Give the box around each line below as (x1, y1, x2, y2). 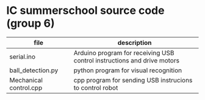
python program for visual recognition (73, 66, 182, 75)
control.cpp (9, 83, 43, 92)
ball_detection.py (9, 66, 59, 75)
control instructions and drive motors (73, 56, 180, 64)
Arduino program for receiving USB (73, 48, 174, 57)
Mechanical (9, 76, 43, 84)
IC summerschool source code (6, 4, 165, 18)
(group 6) (6, 16, 55, 30)
